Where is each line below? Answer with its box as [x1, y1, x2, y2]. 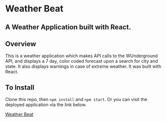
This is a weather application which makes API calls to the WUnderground [5, 53, 158, 59]
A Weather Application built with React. [5, 23, 131, 31]
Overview [5, 39, 37, 48]
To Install [5, 83, 35, 92]
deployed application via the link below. [5, 102, 87, 108]
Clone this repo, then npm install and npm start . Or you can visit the [5, 97, 147, 103]
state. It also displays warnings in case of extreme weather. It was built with [5, 63, 161, 70]
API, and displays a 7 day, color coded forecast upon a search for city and [5, 58, 158, 64]
